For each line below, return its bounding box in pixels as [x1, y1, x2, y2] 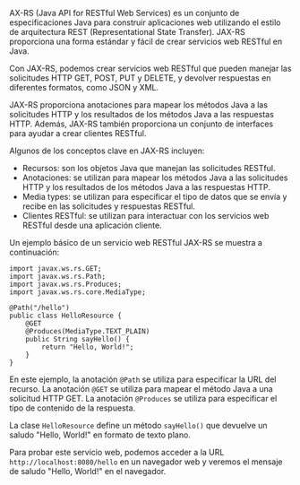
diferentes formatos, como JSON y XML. [9, 82, 159, 92]
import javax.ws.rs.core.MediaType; [9, 288, 146, 297]
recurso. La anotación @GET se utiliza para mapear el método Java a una [9, 384, 273, 394]
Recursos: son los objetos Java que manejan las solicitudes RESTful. [21, 163, 276, 173]
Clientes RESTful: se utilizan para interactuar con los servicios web [21, 211, 270, 221]
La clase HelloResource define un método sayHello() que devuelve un [9, 420, 268, 430]
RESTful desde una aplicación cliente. [21, 220, 163, 230]
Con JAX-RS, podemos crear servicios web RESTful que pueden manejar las [9, 63, 292, 74]
